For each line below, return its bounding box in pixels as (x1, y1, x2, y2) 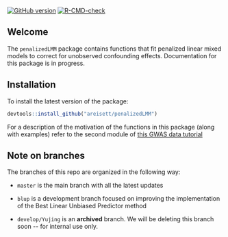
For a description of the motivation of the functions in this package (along (7, 123, 215, 131)
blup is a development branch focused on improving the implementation (16, 195, 220, 203)
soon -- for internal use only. (16, 223, 98, 231)
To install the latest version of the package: (7, 97, 129, 105)
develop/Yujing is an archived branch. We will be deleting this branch (16, 215, 214, 223)
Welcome (7, 26, 49, 38)
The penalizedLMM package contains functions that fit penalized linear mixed (7, 45, 222, 53)
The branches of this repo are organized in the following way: (7, 168, 181, 176)
